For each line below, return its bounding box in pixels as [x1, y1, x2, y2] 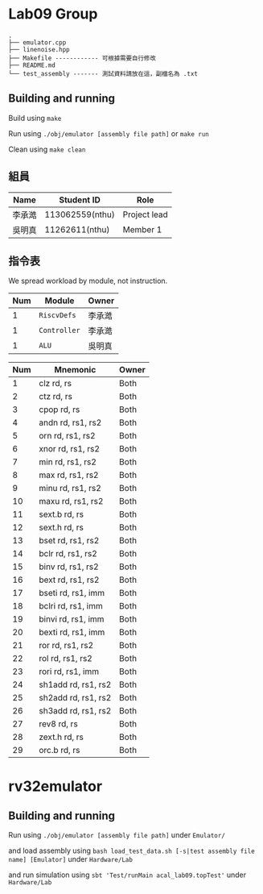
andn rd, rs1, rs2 [39, 417, 102, 428]
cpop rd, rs [39, 404, 80, 415]
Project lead [122, 209, 169, 220]
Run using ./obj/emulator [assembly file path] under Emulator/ [8, 830, 225, 840]
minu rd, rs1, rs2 [39, 483, 102, 494]
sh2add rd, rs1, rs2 [39, 692, 112, 704]
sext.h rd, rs [39, 522, 84, 533]
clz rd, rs [39, 378, 72, 389]
